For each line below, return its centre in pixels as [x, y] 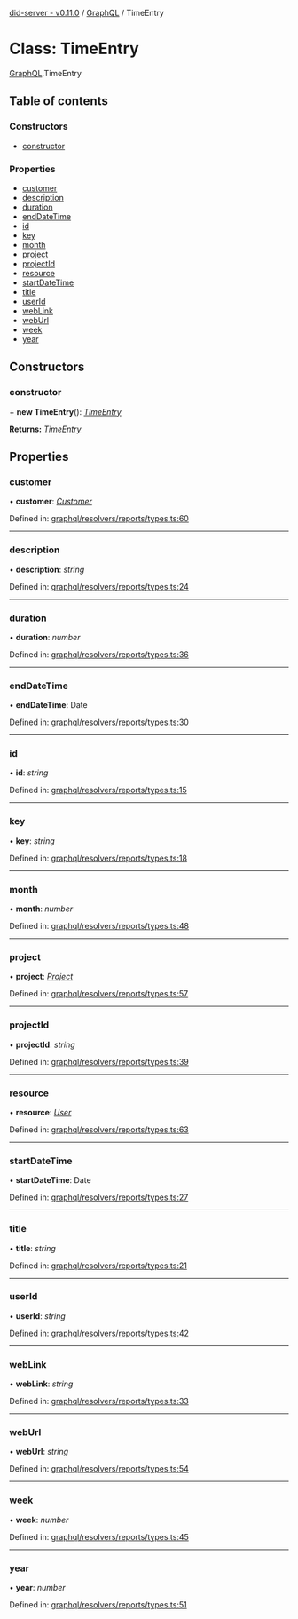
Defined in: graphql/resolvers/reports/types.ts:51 [98, 1605]
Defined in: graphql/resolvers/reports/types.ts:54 [99, 1469]
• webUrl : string [39, 1452]
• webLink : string [41, 1384]
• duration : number [45, 637]
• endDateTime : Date [48, 705]
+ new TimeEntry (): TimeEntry [65, 411]
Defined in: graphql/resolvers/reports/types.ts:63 [99, 1129]
